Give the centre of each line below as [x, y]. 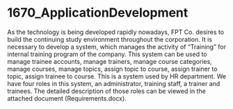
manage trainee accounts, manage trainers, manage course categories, [110, 61]
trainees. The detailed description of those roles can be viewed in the [107, 91]
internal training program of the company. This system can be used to [107, 54]
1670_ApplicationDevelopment [98, 13]
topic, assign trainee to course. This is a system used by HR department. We [117, 76]
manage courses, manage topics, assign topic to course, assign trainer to [112, 69]
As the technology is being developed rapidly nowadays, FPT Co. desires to [116, 32]
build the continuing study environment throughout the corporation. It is [110, 39]
